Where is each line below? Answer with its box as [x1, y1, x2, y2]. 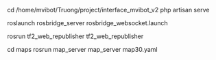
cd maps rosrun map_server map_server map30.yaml [7, 46, 158, 53]
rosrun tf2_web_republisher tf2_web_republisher [7, 32, 144, 40]
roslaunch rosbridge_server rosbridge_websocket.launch [7, 19, 168, 27]
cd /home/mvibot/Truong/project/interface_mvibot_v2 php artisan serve [7, 6, 210, 14]
